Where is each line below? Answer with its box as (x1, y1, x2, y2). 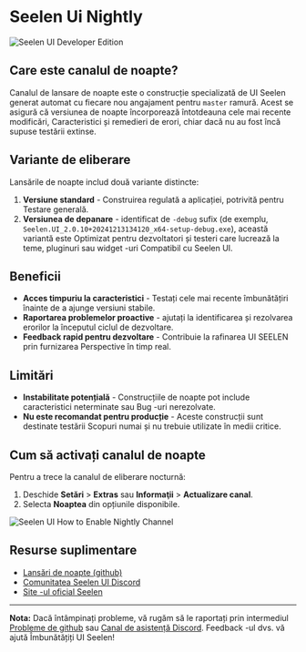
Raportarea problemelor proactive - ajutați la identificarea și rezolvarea (22, 312, 293, 323)
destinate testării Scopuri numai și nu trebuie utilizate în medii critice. (22, 421, 281, 432)
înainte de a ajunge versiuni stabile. (22, 302, 156, 313)
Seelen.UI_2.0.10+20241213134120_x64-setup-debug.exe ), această (22, 223, 269, 234)
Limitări (9, 367, 54, 383)
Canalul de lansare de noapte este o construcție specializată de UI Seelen (9, 87, 287, 97)
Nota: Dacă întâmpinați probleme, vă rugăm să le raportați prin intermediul (9, 612, 289, 623)
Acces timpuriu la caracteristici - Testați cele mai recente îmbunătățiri (22, 293, 289, 304)
